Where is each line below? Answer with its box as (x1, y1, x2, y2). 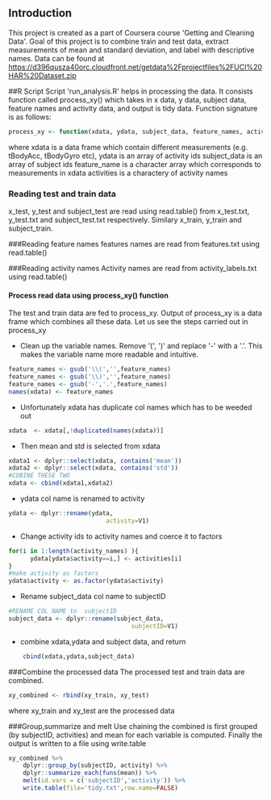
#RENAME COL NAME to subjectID (8, 607, 117, 615)
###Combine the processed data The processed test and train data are (8, 667, 245, 677)
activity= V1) (106, 516, 150, 525)
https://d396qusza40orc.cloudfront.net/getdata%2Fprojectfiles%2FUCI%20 (8, 62, 263, 72)
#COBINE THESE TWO (8, 472, 70, 480)
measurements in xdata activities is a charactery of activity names (8, 168, 228, 177)
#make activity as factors (8, 569, 99, 577)
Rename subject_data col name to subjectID (19, 592, 167, 602)
